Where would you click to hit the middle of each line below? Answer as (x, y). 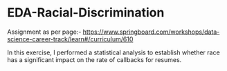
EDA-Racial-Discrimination (86, 13)
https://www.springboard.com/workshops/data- (151, 32)
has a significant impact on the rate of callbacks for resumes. (94, 59)
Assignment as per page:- (44, 32)
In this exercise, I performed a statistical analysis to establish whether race (113, 52)
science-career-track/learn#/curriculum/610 (70, 39)
